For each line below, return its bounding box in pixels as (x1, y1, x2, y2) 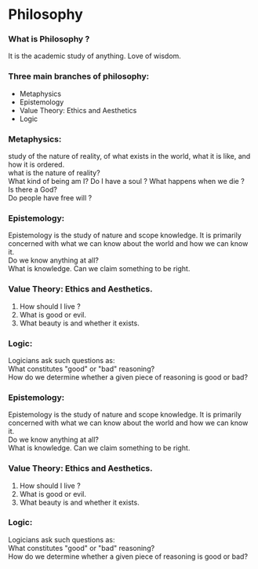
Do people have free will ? (8, 193, 93, 203)
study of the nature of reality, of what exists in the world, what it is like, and (8, 152, 251, 161)
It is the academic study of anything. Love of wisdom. (8, 51, 182, 61)
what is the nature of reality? (8, 168, 100, 178)
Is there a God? (8, 185, 57, 194)
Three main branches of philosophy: (8, 71, 150, 82)
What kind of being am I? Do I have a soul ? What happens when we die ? (8, 177, 245, 186)
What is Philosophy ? (8, 34, 90, 45)
